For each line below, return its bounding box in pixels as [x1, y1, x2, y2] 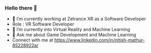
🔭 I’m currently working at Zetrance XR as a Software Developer [12, 16, 146, 22]
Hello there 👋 [5, 4, 38, 11]
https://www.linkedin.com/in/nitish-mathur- [54, 37, 145, 43]
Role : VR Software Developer [12, 21, 74, 27]
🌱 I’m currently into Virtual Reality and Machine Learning [12, 26, 131, 32]
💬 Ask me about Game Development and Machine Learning [12, 32, 136, 38]
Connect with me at [12, 37, 54, 43]
